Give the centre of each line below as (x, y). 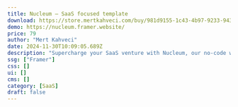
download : (22, 20)
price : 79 (22, 33)
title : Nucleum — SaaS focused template (68, 14)
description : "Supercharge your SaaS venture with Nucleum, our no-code (117, 53)
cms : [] (19, 79)
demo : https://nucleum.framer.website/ (66, 27)
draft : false (27, 92)
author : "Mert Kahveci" (42, 40)
